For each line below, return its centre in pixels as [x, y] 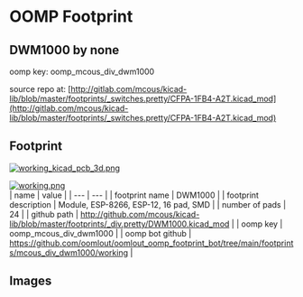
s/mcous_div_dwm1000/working [69, 252]
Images [31, 281]
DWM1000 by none [64, 50]
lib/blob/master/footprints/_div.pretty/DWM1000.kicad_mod [119, 224]
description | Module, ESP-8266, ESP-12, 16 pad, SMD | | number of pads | [148, 204]
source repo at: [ [40, 89]
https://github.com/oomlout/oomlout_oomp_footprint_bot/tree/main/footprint [151, 243]
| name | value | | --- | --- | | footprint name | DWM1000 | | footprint [134, 195]
